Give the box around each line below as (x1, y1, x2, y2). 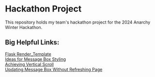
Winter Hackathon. (5, 24, 43, 30)
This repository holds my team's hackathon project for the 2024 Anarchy (5, 19, 151, 25)
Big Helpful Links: (5, 38, 60, 47)
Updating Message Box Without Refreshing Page (5, 66, 103, 72)
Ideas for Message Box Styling (5, 56, 66, 62)
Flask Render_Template (5, 51, 52, 57)
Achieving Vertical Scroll (5, 61, 54, 67)
